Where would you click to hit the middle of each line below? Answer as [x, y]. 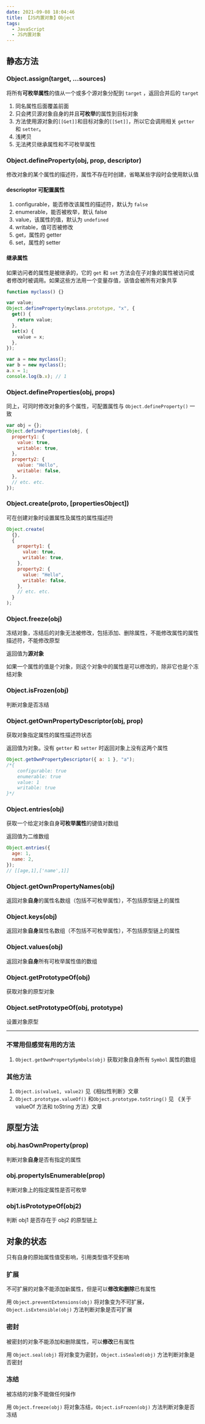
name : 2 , [23, 859]
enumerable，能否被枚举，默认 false [61, 212]
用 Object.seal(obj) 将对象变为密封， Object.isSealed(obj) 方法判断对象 [98, 1354]
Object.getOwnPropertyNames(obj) [60, 886]
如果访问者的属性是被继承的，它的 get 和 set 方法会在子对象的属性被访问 [98, 272]
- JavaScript [28, 29]
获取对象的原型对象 [31, 991]
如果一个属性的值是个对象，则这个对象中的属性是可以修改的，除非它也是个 [100, 667]
